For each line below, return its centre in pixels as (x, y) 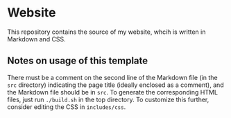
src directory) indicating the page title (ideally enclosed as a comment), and (115, 85)
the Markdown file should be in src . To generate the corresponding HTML (113, 92)
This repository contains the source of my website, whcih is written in (106, 32)
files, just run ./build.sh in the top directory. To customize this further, (108, 99)
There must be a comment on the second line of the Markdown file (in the (112, 77)
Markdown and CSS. (36, 39)
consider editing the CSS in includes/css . (67, 107)
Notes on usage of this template (78, 61)
